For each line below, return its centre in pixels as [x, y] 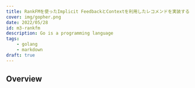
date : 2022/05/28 [27, 22]
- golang [27, 45]
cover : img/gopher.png [34, 17]
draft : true [20, 55]
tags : [13, 39]
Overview [24, 79]
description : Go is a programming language [60, 33]
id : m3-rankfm [23, 28]
